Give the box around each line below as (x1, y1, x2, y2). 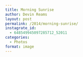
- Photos (9, 40, 28, 45)
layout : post (5, 16, 32, 21)
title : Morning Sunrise (5, 7, 54, 12)
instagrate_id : (5, 26, 37, 31)
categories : (5, 35, 30, 40)
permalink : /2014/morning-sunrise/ (5, 21, 79, 26)
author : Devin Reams (5, 12, 48, 17)
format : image (5, 44, 35, 49)
